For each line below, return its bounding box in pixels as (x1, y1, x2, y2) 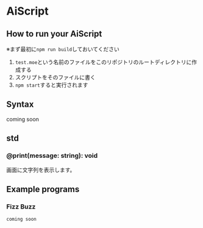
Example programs (6, 184, 80, 194)
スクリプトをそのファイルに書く (15, 74, 96, 80)
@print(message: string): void (6, 151, 98, 160)
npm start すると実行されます (15, 81, 88, 88)
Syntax (6, 99, 34, 110)
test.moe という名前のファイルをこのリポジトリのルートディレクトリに (15, 59, 192, 65)
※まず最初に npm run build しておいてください (6, 46, 120, 52)
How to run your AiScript (6, 29, 102, 39)
